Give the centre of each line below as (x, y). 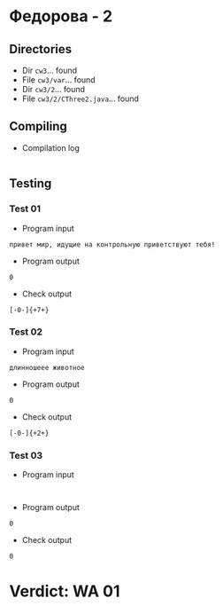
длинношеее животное (47, 367)
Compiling (38, 126)
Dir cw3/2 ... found (54, 89)
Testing (31, 184)
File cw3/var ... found (58, 80)
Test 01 (25, 209)
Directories (41, 49)
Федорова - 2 (61, 16)
